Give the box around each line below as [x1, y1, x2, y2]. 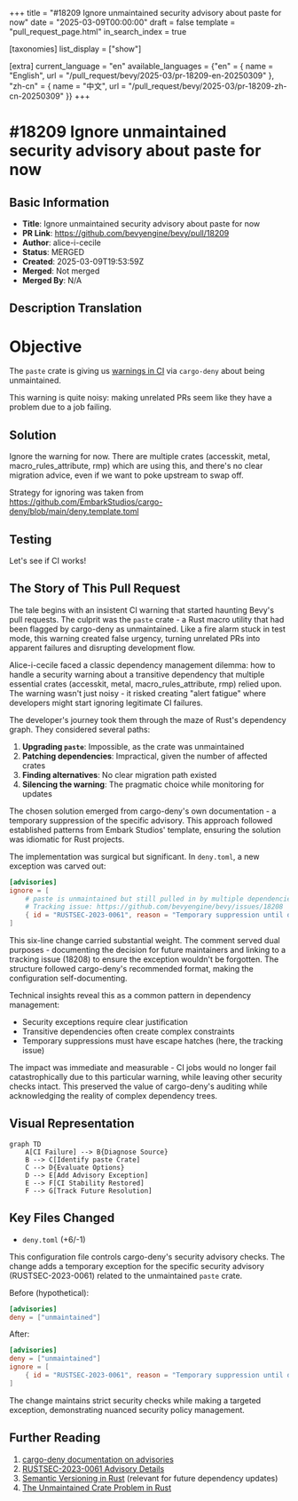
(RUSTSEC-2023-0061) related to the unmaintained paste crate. [9, 1270, 243, 1281]
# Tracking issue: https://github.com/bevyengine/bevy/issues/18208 [25, 902, 284, 911]
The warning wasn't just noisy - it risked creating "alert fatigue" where [9, 687, 266, 698]
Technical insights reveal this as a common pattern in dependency [9, 990, 251, 1001]
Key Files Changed [9, 1211, 115, 1226]
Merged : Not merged [21, 266, 100, 276]
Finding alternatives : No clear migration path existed [21, 769, 217, 780]
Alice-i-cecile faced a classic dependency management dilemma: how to [9, 659, 276, 670]
